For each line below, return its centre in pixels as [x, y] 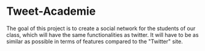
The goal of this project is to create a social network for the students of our [101, 28]
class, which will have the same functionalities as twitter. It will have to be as [102, 34]
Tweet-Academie [51, 11]
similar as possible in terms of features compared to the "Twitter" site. [95, 41]
